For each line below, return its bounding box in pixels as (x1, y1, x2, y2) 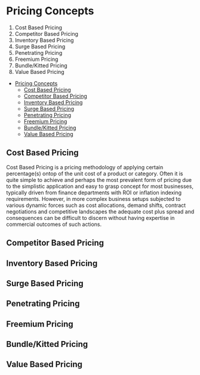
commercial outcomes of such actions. (6, 221, 102, 228)
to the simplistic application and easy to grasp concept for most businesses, (6, 182, 194, 190)
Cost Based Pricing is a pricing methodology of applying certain (6, 163, 164, 171)
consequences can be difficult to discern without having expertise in (6, 214, 175, 221)
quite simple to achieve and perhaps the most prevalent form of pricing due (6, 176, 192, 183)
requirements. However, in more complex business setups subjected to (6, 195, 181, 202)
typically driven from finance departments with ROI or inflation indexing (6, 189, 182, 196)
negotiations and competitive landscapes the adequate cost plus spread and (6, 207, 195, 215)
